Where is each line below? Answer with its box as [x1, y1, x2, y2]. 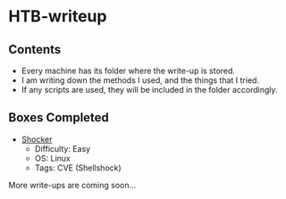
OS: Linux [34, 153, 71, 163]
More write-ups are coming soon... [8, 179, 137, 190]
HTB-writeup [8, 6, 107, 27]
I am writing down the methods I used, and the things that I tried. [21, 75, 260, 86]
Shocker [21, 134, 53, 145]
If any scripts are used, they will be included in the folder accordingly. [21, 85, 278, 95]
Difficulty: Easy [34, 143, 91, 153]
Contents [8, 42, 62, 57]
